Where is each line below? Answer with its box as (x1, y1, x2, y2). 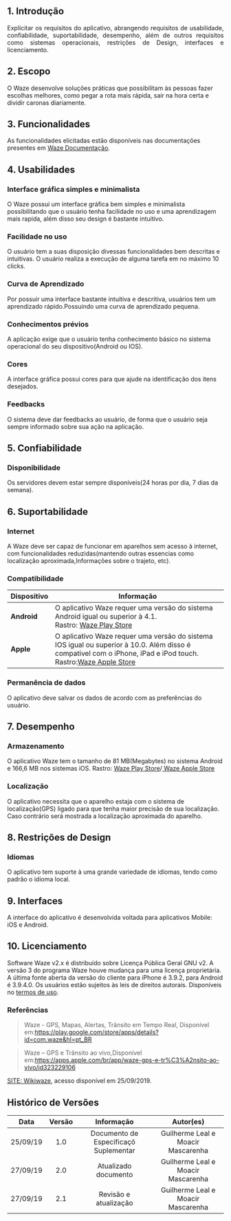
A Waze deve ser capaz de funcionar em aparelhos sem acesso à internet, (7, 542, 218, 550)
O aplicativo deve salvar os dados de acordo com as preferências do (7, 694, 202, 702)
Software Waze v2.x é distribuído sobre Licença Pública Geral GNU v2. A (7, 958, 214, 967)
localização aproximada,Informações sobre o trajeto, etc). (7, 556, 170, 564)
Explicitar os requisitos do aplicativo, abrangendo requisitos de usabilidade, (7, 23, 224, 32)
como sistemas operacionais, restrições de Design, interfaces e (7, 38, 224, 47)
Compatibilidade (7, 573, 64, 583)
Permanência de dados (7, 678, 86, 687)
